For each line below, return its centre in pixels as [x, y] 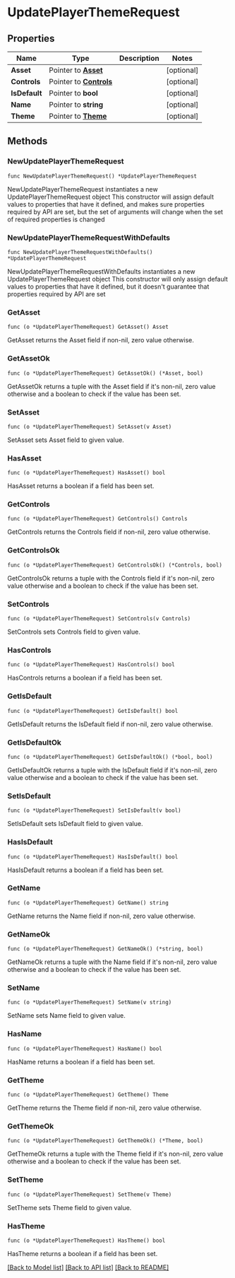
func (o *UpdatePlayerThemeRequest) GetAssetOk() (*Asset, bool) [105, 373]
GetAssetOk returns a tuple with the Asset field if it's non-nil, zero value [112, 386]
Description [139, 58]
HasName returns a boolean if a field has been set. [81, 1062]
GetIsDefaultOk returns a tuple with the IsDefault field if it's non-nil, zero [112, 770]
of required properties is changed [56, 219]
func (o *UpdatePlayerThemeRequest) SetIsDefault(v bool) [94, 811]
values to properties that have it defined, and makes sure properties [106, 204]
